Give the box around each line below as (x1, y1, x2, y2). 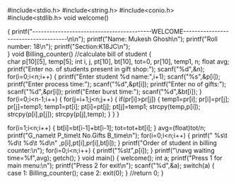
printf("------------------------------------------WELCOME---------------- (11, 28, 230, 35)
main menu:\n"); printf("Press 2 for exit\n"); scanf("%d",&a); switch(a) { (7, 161, 216, 169)
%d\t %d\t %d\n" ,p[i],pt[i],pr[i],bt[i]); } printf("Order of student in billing (7, 139, 218, 147)
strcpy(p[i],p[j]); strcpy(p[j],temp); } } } (7, 110, 120, 118)
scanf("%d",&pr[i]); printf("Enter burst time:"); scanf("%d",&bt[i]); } (7, 88, 203, 96)
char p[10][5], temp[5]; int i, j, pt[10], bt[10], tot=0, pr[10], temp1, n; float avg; (7, 57, 230, 66)
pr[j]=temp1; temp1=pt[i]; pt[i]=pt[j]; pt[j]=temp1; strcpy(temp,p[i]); (7, 103, 201, 110)
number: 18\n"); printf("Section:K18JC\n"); (7, 42, 131, 50)
